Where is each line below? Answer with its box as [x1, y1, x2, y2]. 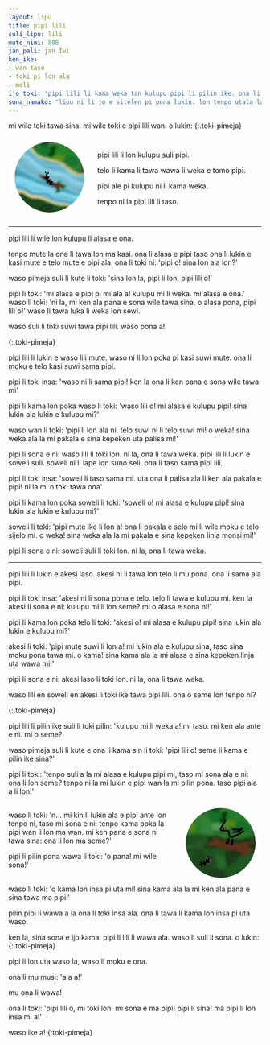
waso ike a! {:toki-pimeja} [8, 1027, 93, 1038]
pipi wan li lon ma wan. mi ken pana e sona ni [8, 828, 158, 837]
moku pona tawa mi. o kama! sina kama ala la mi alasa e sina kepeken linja [8, 650, 255, 659]
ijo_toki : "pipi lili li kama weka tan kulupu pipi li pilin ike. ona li [8, 89, 261, 97]
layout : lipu [8, 13, 52, 21]
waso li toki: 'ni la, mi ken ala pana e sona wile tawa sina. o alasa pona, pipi [8, 297, 256, 307]
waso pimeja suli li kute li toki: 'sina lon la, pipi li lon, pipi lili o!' [8, 273, 213, 283]
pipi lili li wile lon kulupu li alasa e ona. [8, 233, 134, 243]
